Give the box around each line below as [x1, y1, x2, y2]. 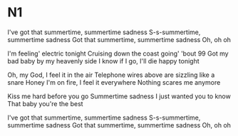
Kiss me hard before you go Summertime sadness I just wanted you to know [7, 92, 232, 100]
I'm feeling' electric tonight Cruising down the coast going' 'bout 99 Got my [7, 49, 229, 58]
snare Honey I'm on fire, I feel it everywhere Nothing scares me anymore [7, 78, 221, 86]
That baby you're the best [7, 99, 83, 108]
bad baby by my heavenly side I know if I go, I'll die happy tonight [7, 56, 200, 65]
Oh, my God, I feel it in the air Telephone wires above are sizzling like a [7, 70, 215, 79]
